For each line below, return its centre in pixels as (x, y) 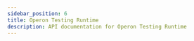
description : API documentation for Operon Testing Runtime (97, 26)
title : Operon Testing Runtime (53, 20)
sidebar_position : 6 (38, 14)
